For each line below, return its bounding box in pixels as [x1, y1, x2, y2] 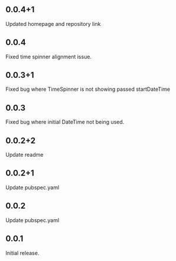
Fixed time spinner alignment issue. [5, 53, 92, 60]
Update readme [5, 151, 44, 158]
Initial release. [5, 249, 40, 256]
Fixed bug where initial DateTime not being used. [5, 118, 125, 125]
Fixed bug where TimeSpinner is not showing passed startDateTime [5, 85, 171, 93]
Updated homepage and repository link [5, 20, 101, 27]
